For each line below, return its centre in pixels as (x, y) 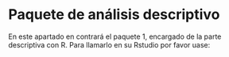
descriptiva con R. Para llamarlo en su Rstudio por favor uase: (109, 44)
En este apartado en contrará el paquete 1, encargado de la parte (115, 36)
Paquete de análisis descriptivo (114, 15)
